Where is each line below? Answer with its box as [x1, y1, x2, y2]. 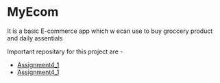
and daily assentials [7, 34, 63, 42]
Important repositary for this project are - [7, 47, 123, 56]
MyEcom [7, 4, 59, 20]
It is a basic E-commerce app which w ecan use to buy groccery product [7, 27, 213, 35]
